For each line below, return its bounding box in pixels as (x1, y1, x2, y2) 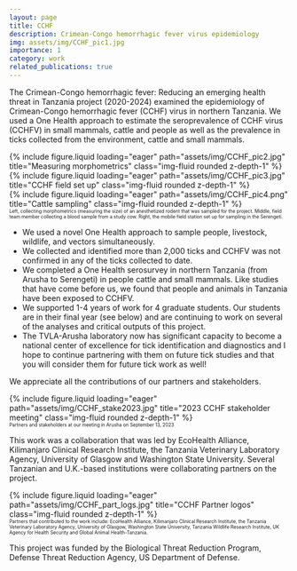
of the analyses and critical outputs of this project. (21, 321, 207, 331)
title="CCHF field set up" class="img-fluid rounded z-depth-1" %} (9, 179, 250, 190)
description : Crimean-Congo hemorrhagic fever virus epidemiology (9, 29, 260, 38)
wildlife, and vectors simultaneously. (21, 236, 155, 247)
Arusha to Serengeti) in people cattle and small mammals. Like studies (21, 274, 279, 284)
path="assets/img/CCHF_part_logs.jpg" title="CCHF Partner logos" (9, 499, 255, 510)
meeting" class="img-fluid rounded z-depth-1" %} (9, 412, 193, 423)
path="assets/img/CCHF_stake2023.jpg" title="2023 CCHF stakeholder (9, 402, 270, 413)
